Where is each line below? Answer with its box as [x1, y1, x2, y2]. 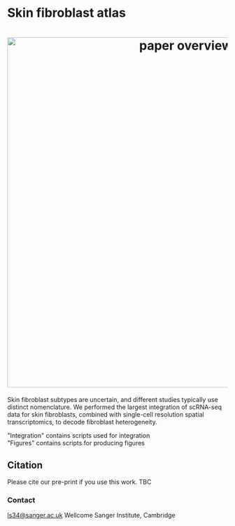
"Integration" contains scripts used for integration [7, 431, 150, 440]
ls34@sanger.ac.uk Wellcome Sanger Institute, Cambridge [7, 511, 176, 520]
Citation [7, 459, 43, 471]
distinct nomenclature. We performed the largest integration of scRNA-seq [7, 403, 222, 411]
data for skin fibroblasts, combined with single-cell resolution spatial [7, 410, 204, 419]
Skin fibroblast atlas [7, 5, 126, 21]
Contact [7, 495, 36, 505]
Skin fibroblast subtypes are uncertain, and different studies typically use [7, 396, 218, 404]
